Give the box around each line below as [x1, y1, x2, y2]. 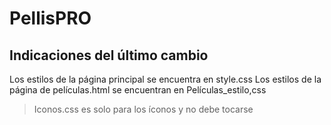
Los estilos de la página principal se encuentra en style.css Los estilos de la [9, 73, 322, 85]
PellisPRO [9, 7, 92, 30]
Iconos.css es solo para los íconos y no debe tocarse [33, 103, 254, 115]
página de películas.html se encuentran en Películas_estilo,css [9, 84, 267, 96]
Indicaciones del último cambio [9, 47, 209, 64]
